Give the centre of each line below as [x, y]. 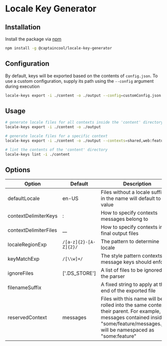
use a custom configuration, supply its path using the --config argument [80, 81]
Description [137, 184]
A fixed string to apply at [129, 285]
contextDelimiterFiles [32, 230]
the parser [113, 276]
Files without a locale [125, 192]
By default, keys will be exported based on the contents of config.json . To [82, 76]
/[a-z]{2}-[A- [79, 242]
